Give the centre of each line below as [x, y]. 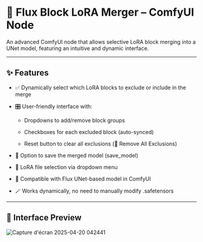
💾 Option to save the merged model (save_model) [77, 155]
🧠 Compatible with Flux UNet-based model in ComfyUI [83, 179]
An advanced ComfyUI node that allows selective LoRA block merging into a [101, 42]
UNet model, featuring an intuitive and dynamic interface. [78, 48]
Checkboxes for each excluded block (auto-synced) [89, 132]
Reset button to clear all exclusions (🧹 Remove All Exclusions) [100, 144]
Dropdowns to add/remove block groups [74, 120]
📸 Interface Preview [44, 218]
